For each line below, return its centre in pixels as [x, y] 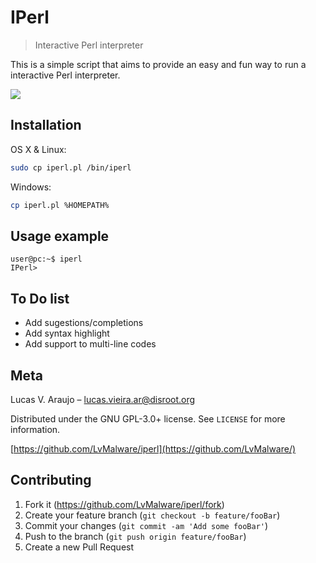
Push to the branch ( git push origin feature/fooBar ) [135, 536]
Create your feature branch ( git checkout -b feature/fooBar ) [152, 515]
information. [35, 429]
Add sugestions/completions [84, 323]
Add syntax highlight [67, 333]
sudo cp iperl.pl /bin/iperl [71, 167]
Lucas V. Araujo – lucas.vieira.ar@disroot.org [103, 399]
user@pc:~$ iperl [46, 259]
